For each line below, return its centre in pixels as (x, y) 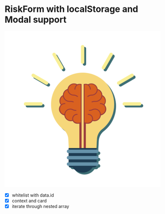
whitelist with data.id (33, 195)
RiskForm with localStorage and (71, 9)
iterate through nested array (40, 207)
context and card (29, 201)
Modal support (36, 20)
